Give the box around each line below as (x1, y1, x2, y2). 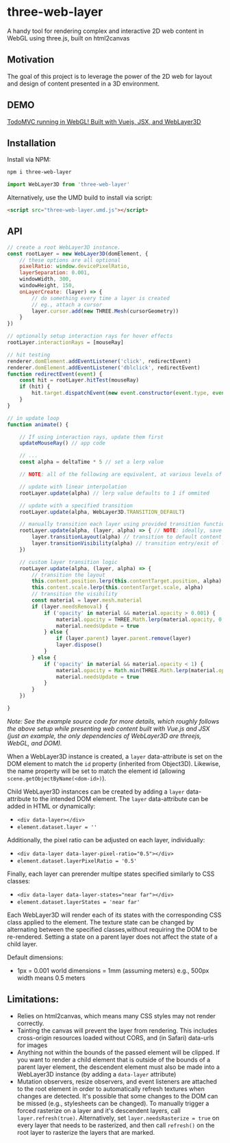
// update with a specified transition (19, 502, 133, 509)
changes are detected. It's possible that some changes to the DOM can (16, 1092, 218, 1100)
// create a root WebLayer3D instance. (7, 244, 121, 251)
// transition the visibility (31, 591, 118, 598)
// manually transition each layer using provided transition (19, 521, 201, 528)
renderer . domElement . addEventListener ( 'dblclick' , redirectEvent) (7, 364, 201, 371)
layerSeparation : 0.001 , (19, 269, 90, 276)
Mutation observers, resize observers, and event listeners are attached (16, 1077, 218, 1085)
